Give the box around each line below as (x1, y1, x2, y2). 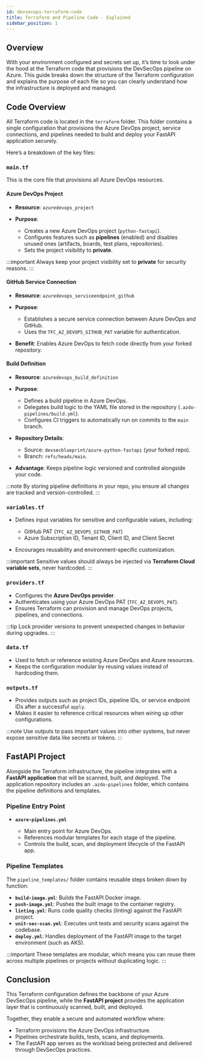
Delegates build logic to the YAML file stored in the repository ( (24, 403, 180, 410)
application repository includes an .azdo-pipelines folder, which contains (6, 780, 189, 787)
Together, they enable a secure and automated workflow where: (6, 1015, 166, 1023)
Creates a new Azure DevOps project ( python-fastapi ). (24, 227, 162, 234)
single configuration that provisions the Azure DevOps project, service (6, 125, 181, 131)
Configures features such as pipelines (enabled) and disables (24, 234, 178, 241)
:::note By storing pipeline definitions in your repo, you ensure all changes (6, 482, 189, 490)
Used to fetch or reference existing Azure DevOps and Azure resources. (14, 656, 194, 663)
